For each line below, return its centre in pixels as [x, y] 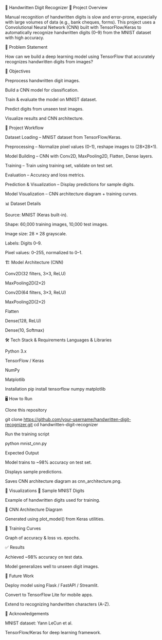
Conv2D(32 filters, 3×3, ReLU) [36, 273]
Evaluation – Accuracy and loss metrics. [45, 175]
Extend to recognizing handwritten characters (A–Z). [58, 604]
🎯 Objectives [18, 71]
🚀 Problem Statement [26, 47]
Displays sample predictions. [34, 472]
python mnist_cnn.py [26, 443]
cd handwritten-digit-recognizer [66, 424]
